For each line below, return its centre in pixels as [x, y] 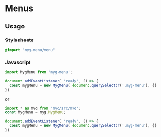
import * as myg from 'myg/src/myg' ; [43, 108]
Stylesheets [20, 40]
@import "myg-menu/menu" [30, 50]
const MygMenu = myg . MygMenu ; [36, 112]
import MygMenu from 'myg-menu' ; [39, 72]
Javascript [18, 62]
